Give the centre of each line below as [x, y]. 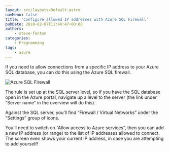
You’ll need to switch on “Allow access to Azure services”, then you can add [84, 128]
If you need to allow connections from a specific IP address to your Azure [82, 67]
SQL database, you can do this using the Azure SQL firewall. [68, 72]
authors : [14, 29]
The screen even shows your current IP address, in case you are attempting [84, 138]
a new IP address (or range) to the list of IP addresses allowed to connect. [82, 133]
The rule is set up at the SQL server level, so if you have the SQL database [83, 92]
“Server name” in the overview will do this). [50, 102]
